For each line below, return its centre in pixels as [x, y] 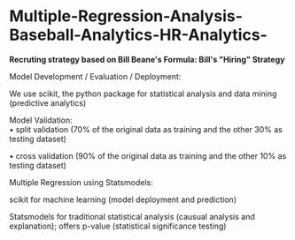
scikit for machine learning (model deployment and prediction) [123, 199]
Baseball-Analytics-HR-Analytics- [138, 35]
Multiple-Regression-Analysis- [126, 16]
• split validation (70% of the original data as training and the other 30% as [146, 129]
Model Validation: [41, 120]
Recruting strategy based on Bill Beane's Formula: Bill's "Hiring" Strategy [147, 59]
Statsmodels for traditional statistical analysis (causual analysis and [132, 216]
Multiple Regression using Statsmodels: [81, 182]
